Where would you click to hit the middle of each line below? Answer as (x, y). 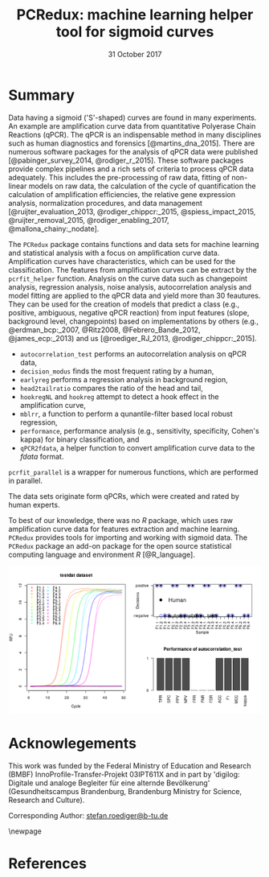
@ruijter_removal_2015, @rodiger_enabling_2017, (89, 220)
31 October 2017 (135, 54)
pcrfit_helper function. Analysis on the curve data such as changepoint (128, 278)
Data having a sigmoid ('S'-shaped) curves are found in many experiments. (132, 117)
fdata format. (42, 456)
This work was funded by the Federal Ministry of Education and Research (130, 765)
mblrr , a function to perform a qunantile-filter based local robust (126, 414)
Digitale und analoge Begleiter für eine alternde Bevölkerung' (109, 783)
